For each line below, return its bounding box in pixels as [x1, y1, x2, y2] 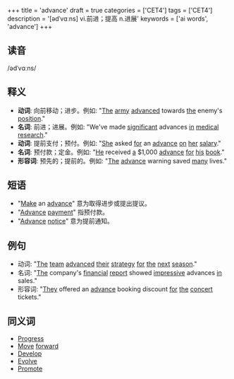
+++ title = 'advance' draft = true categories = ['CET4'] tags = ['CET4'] [7, 6, 213, 14]
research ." [17, 130, 48, 139]
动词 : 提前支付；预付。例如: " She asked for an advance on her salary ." [17, 139, 221, 147]
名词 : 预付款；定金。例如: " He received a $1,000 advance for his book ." [17, 148, 225, 156]
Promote [17, 364, 43, 373]
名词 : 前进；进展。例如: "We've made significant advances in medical [17, 122, 219, 131]
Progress [17, 334, 44, 343]
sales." [17, 276, 37, 285]
